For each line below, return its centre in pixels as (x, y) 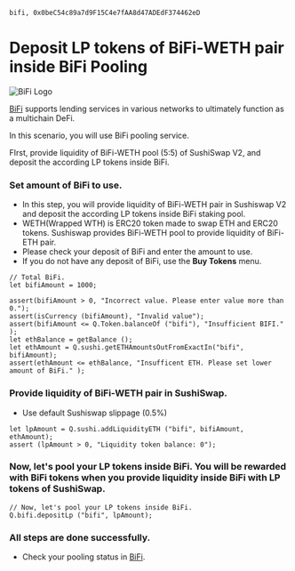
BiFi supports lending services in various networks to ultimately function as (147, 109)
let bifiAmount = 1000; (53, 285)
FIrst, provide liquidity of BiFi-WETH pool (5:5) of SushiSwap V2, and (135, 152)
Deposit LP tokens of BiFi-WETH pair (147, 48)
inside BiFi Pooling (79, 67)
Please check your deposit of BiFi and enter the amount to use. (137, 252)
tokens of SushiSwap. (57, 489)
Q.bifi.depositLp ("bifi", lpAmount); (81, 515)
